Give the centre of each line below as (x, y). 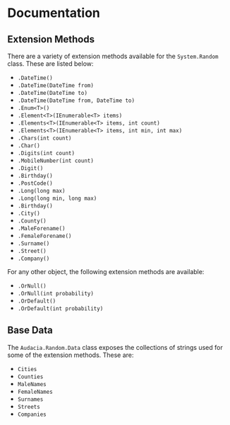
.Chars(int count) (44, 138)
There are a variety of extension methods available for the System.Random (113, 56)
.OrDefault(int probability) (60, 309)
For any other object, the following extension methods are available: (106, 272)
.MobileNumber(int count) (55, 161)
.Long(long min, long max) (57, 198)
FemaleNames (35, 392)
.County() (32, 221)
